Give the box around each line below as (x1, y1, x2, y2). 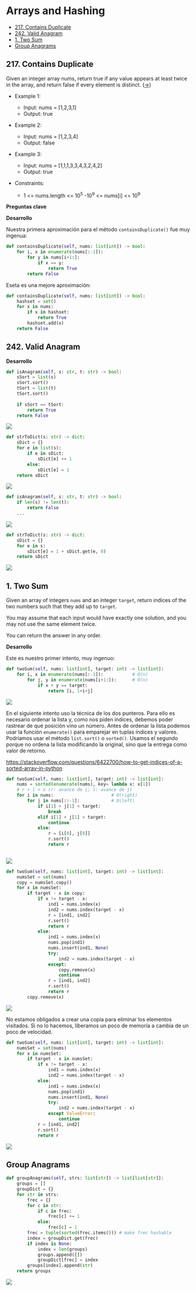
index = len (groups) (37, 1246, 88, 1252)
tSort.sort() (16, 391, 49, 397)
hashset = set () (16, 298, 57, 304)
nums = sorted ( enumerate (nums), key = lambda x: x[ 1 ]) (16, 781, 151, 788)
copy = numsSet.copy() (16, 879, 72, 885)
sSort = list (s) (16, 374, 57, 380)
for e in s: (16, 543, 46, 549)
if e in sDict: (27, 450, 65, 456)
